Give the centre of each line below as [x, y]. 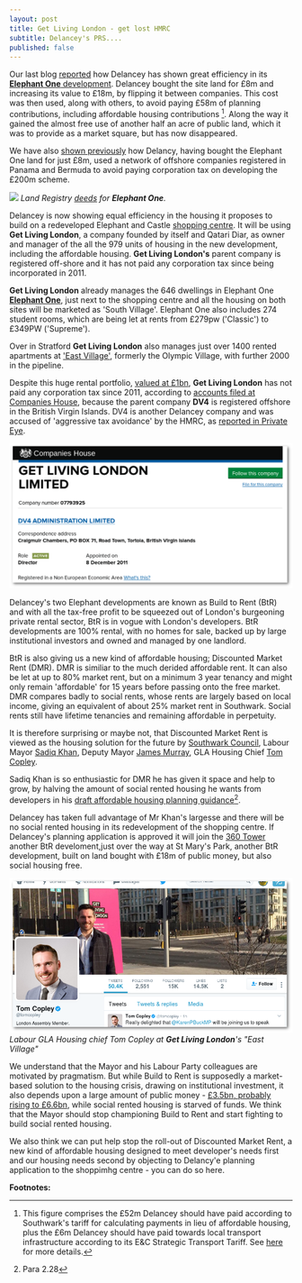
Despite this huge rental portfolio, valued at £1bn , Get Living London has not [151, 382]
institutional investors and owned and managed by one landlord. [128, 641]
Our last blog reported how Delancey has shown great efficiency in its [138, 74]
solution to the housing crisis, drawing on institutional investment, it [159, 1085]
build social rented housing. [61, 1124]
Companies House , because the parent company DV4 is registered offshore [150, 402]
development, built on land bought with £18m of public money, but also [141, 855]
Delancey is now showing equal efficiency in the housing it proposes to [141, 215]
